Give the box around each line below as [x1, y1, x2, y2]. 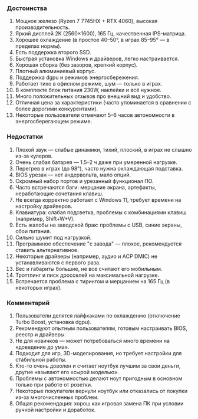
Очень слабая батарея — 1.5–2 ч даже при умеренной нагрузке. [15, 158, 177, 166]
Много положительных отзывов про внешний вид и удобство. [15, 93, 171, 100]
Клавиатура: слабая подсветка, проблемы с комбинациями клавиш [15, 208, 187, 216]
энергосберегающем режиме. [15, 118, 93, 125]
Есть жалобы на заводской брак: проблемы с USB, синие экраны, [15, 221, 182, 228]
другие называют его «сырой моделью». [15, 368, 120, 375]
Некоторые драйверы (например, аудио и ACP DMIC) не [15, 253, 158, 260]
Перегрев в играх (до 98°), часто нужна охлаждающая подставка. [15, 165, 183, 172]
